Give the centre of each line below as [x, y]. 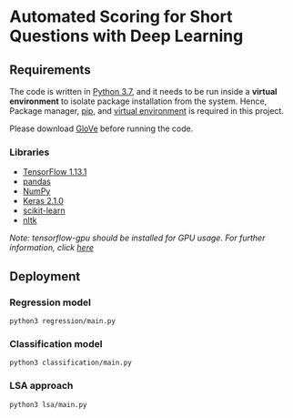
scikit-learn [44, 210]
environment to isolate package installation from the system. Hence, [138, 101]
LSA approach [41, 386]
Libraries [30, 152]
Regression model [50, 302]
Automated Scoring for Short [121, 17]
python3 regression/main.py [63, 321]
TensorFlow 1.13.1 [55, 172]
